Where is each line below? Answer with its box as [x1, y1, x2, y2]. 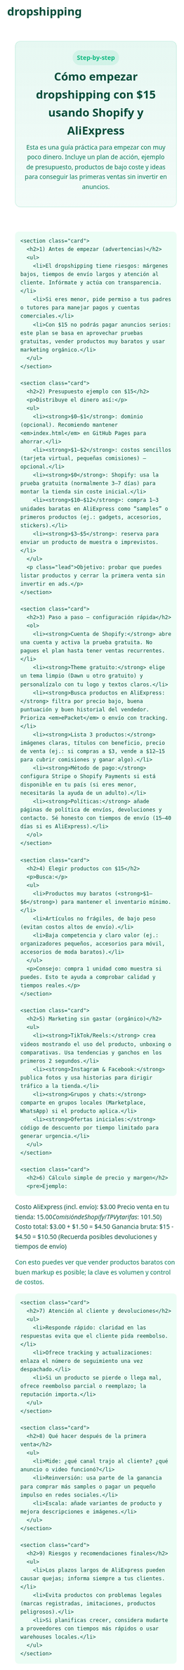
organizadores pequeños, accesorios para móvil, [20, 940, 166, 947]
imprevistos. [121, 538, 159, 545]
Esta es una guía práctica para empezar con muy [26, 143, 166, 152]
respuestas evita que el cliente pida [20, 1332, 134, 1340]
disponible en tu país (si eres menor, [20, 782, 137, 789]
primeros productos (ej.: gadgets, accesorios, [20, 513, 162, 521]
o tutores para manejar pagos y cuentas [20, 304, 140, 311]
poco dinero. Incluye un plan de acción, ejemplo [27, 153, 165, 162]
